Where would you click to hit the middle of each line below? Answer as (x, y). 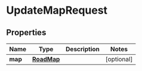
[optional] (119, 59)
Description (82, 49)
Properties (26, 33)
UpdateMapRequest (57, 10)
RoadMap (46, 59)
